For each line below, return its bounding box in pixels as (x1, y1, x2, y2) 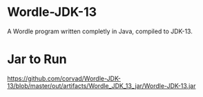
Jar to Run (7, 51, 67, 67)
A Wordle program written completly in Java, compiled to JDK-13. (7, 27, 193, 35)
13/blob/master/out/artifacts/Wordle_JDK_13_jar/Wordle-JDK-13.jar (7, 81, 196, 90)
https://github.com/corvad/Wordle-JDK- (7, 74, 121, 82)
